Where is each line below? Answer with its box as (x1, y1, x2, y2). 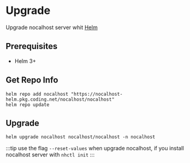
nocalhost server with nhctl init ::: (5, 151, 95, 158)
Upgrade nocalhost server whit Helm (5, 24, 98, 31)
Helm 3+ (14, 57, 36, 64)
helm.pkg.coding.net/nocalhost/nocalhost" (5, 96, 115, 102)
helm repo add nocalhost (5, 91, 69, 97)
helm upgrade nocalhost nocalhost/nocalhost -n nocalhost (5, 134, 155, 140)
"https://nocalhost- (70, 91, 123, 97)
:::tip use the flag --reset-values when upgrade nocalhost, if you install (5, 145, 185, 152)
